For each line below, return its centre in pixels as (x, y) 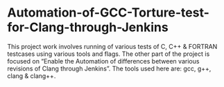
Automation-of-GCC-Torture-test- (109, 13)
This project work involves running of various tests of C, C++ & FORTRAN (112, 46)
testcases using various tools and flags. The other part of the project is (109, 54)
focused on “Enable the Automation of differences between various (103, 61)
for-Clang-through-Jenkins (88, 27)
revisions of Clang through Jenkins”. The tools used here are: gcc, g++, (109, 68)
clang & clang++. (32, 76)
